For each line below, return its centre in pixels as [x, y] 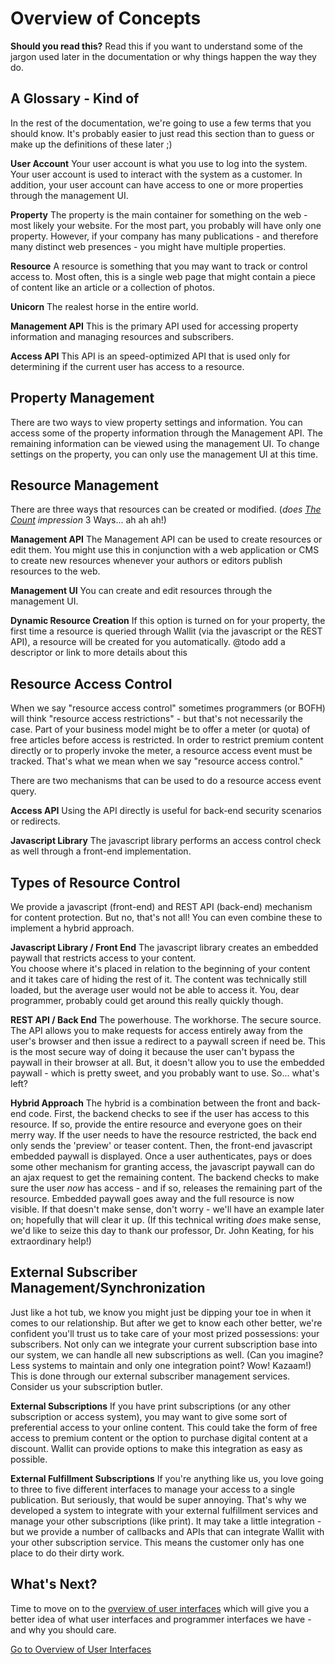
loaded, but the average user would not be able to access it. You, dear [155, 990]
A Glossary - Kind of [75, 98]
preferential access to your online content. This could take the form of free [164, 1427]
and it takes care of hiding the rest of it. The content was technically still [158, 979]
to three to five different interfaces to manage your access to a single [153, 1489]
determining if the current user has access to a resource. [127, 366]
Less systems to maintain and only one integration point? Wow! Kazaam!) [161, 1365]
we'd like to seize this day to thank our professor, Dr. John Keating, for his [162, 1230]
